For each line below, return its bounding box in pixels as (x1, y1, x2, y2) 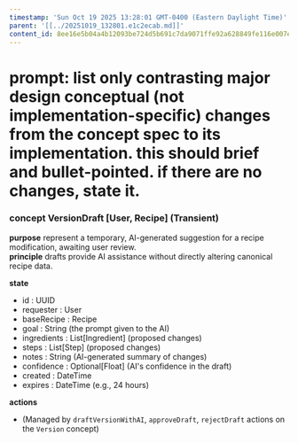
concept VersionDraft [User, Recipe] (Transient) (9, 212, 220, 224)
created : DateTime (21, 369, 92, 381)
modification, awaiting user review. (9, 241, 137, 253)
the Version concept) (21, 423, 99, 434)
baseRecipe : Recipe (21, 314, 98, 324)
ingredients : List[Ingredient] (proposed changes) (21, 332, 202, 343)
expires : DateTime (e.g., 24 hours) (21, 379, 149, 390)
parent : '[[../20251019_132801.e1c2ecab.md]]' (9, 21, 184, 30)
